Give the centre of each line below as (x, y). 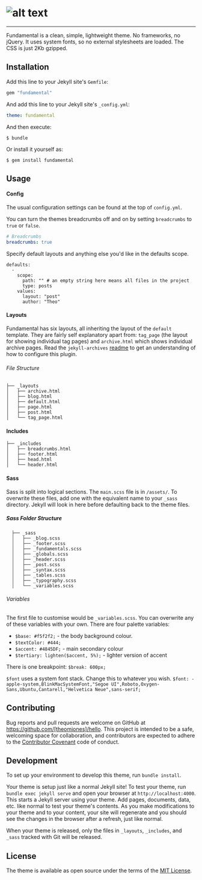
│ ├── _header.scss (39, 559)
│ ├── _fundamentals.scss (47, 549)
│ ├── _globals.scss (40, 554)
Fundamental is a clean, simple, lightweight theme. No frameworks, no (93, 35)
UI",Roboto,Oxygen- (136, 684)
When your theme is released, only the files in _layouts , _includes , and (94, 831)
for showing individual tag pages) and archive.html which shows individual (99, 342)
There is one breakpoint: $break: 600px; (56, 666)
